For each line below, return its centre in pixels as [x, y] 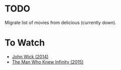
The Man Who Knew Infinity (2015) [47, 62]
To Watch [25, 43]
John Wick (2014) [30, 56]
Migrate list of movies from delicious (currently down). [60, 22]
